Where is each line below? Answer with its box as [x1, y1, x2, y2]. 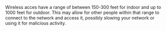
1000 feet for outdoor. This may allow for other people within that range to [5, 9, 159, 15]
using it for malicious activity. [5, 20, 66, 26]
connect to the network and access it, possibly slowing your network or [5, 15, 155, 20]
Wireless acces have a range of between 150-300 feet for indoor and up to [5, 4, 161, 10]
